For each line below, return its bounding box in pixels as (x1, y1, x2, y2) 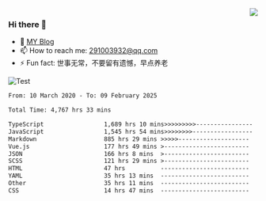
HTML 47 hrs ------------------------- (8, 165, 249, 173)
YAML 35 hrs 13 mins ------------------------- (8, 172, 249, 180)
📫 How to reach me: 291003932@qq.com (19, 46, 158, 55)
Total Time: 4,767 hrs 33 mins (8, 106, 112, 114)
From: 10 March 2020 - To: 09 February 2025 (8, 92, 158, 100)
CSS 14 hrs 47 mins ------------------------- (8, 186, 249, 195)
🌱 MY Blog (19, 37, 55, 47)
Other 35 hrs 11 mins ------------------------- (8, 180, 249, 188)
